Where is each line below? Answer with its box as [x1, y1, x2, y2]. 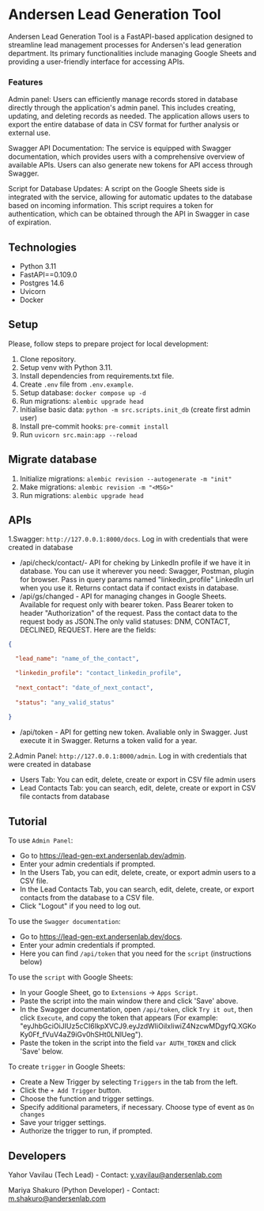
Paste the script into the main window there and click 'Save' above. [19, 996, 239, 1005]
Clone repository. [19, 354, 77, 364]
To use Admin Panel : [8, 836, 74, 845]
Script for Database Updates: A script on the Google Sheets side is [8, 184, 225, 194]
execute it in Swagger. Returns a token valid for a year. [19, 736, 198, 745]
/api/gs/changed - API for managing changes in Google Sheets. [19, 591, 227, 602]
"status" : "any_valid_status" [15, 698, 115, 707]
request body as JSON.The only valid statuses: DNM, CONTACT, [19, 617, 231, 626]
